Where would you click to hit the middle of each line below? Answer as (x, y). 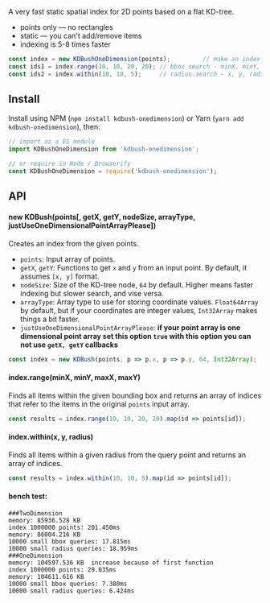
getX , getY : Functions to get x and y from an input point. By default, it (133, 267)
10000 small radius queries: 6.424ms (72, 591)
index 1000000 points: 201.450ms (64, 527)
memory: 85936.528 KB (45, 520)
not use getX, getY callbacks (69, 345)
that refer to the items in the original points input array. (99, 404)
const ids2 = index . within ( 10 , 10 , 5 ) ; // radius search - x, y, (127, 74)
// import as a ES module (51, 142)
